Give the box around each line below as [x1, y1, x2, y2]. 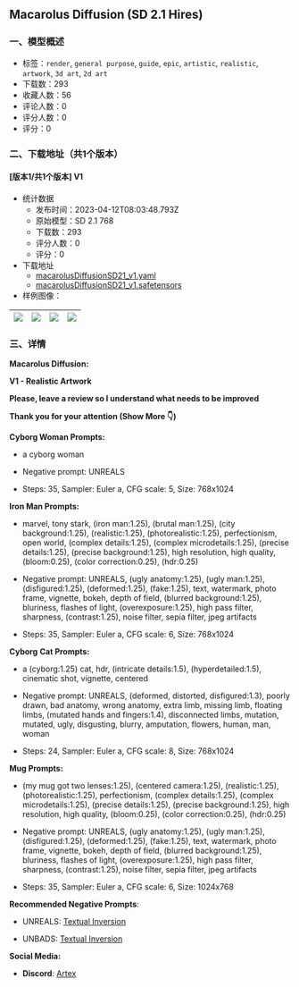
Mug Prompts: [9, 763, 64, 774]
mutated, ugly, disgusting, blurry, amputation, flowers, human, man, [21, 719, 271, 730]
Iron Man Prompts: [9, 501, 80, 512]
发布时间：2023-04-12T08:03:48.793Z [35, 204, 179, 215]
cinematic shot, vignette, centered [21, 673, 149, 684]
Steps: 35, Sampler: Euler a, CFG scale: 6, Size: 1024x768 [21, 882, 235, 892]
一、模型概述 [9, 36, 65, 48]
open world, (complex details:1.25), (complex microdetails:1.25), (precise [21, 537, 290, 548]
